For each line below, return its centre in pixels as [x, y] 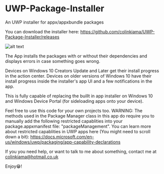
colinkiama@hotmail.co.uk [32, 157]
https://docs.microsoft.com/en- [62, 137]
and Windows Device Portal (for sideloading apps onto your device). [74, 101]
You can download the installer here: [42, 31]
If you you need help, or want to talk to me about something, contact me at [81, 151]
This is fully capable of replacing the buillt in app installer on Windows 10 [79, 96]
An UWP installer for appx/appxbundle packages [55, 22]
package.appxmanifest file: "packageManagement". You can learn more [78, 126]
